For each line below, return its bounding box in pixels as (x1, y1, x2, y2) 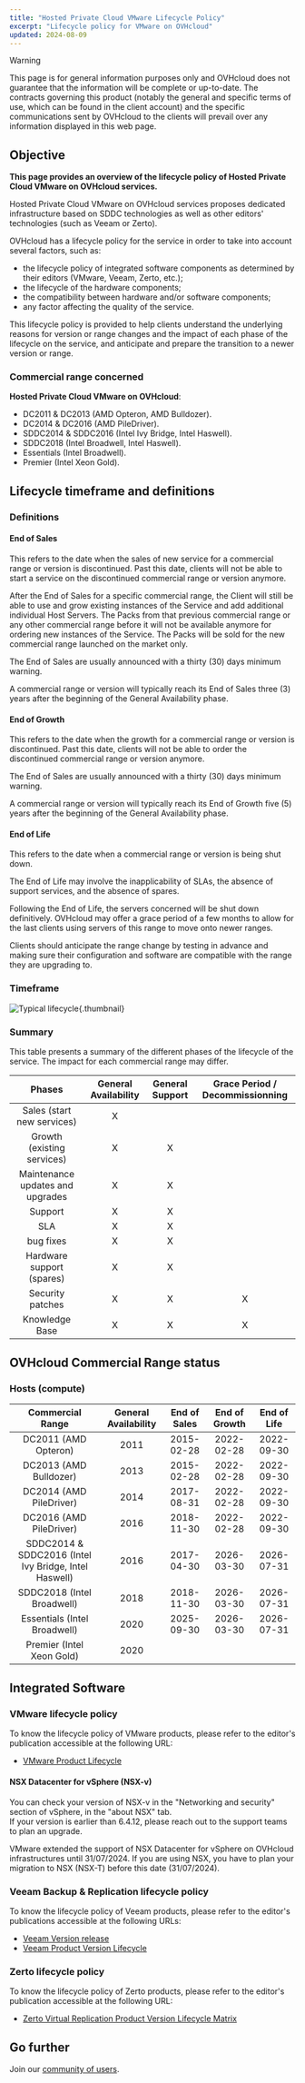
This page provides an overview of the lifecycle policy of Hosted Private (9, 172, 287, 183)
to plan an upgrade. (9, 1825, 84, 1836)
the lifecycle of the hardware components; (22, 283, 182, 293)
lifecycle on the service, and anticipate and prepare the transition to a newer (9, 338, 295, 350)
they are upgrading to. (9, 959, 93, 970)
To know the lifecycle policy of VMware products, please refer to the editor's (9, 1728, 296, 1740)
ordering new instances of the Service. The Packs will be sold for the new (9, 629, 286, 640)
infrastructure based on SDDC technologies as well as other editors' (9, 208, 264, 219)
